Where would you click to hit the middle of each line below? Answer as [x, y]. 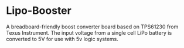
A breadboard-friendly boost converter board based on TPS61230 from [92, 27]
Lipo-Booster [39, 11]
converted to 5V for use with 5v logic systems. [62, 39]
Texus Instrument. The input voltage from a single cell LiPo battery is [89, 32]
